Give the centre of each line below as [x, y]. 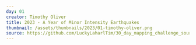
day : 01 [15, 11]
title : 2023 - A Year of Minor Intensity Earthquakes [73, 22]
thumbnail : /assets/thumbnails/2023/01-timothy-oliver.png [79, 28]
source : [15, 33]
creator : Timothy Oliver [36, 17]
